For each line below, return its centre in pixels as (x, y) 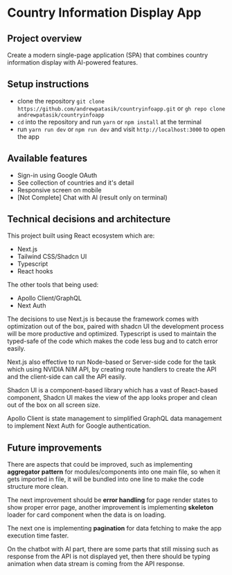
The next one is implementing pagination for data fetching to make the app (114, 528)
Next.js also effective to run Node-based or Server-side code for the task (111, 362)
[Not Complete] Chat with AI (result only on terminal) (92, 197)
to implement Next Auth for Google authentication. (79, 426)
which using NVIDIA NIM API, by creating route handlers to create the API (112, 369)
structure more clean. (38, 487)
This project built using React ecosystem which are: (81, 236)
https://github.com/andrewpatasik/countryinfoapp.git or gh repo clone (121, 108)
